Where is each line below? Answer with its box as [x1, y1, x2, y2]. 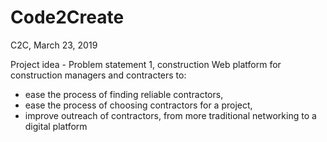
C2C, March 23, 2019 [10, 39, 98, 51]
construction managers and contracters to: [10, 69, 187, 81]
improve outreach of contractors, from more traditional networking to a [24, 109, 317, 121]
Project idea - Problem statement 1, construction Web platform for [10, 58, 282, 70]
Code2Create [10, 6, 125, 29]
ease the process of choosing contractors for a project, [24, 99, 253, 111]
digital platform [24, 120, 88, 132]
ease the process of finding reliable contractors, [24, 88, 224, 100]
